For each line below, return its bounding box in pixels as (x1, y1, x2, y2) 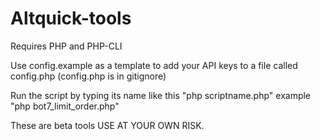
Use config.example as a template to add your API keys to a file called (10, 59, 298, 71)
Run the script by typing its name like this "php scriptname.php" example (10, 89, 312, 101)
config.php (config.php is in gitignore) (10, 70, 167, 82)
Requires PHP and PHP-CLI (10, 40, 123, 52)
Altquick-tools (10, 7, 132, 30)
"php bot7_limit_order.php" (10, 100, 120, 112)
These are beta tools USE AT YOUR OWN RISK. (10, 119, 205, 131)
